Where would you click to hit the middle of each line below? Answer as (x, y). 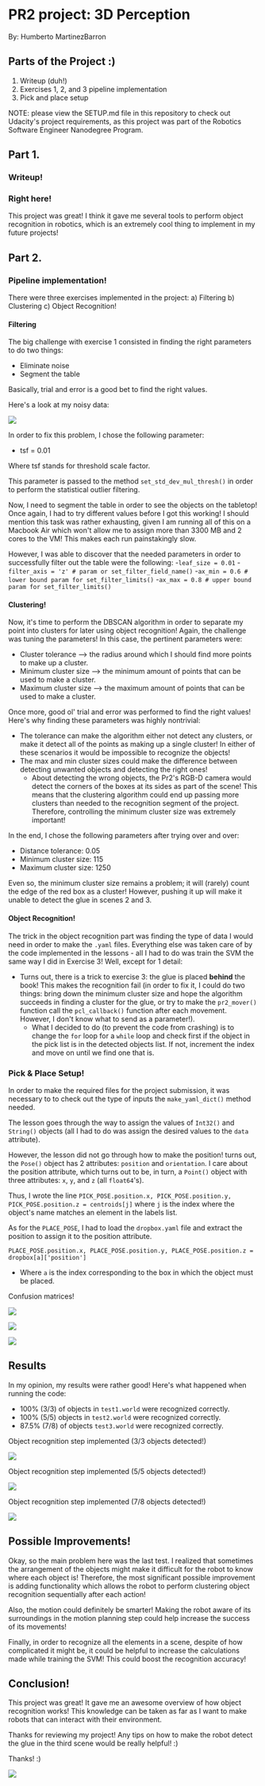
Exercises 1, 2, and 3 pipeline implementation (93, 89)
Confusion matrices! (41, 1296)
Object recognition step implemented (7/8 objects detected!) (107, 1501)
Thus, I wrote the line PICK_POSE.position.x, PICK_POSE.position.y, (120, 1195)
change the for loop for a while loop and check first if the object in (140, 1035)
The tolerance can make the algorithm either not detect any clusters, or (136, 736)
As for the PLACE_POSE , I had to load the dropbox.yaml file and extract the (125, 1227)
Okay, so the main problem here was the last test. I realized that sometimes (131, 1561)
